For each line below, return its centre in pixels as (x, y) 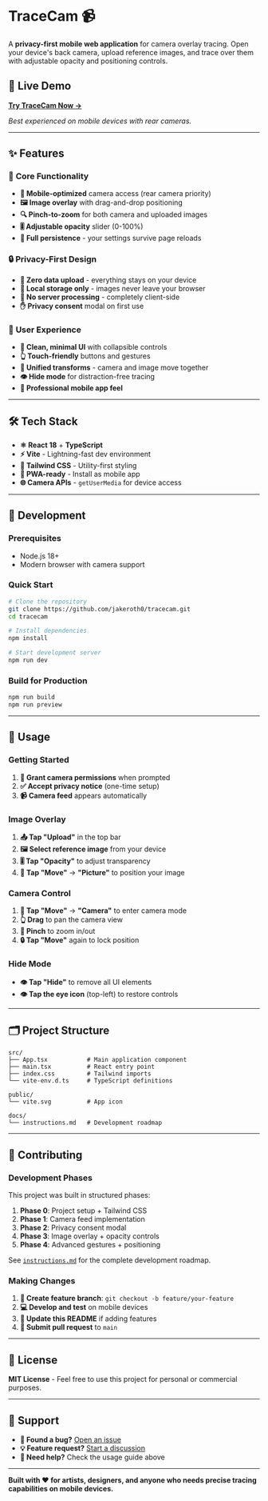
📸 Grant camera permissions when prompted (95, 777)
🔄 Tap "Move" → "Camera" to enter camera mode (103, 911)
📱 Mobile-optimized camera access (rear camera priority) (115, 194)
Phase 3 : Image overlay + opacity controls (89, 1236)
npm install (28, 638)
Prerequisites (35, 538)
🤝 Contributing (45, 1155)
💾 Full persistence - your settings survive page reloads (110, 238)
